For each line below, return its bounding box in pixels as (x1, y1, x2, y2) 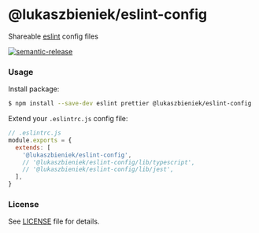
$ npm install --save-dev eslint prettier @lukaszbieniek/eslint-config (8, 100, 252, 108)
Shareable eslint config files (8, 31, 98, 41)
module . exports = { (8, 136, 72, 144)
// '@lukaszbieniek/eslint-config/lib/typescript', (22, 158, 195, 166)
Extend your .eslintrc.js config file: (8, 114, 128, 124)
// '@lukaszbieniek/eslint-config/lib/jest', (22, 165, 175, 174)
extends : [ (15, 143, 51, 151)
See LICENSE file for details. (8, 216, 100, 226)
